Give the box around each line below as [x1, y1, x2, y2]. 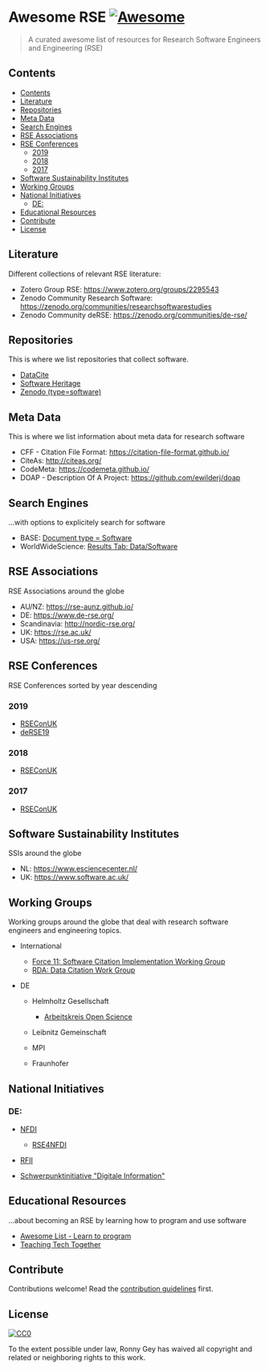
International [19, 941, 62, 951]
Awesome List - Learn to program [19, 1231, 132, 1241]
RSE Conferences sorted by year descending [8, 680, 157, 690]
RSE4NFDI [31, 1140, 67, 1149]
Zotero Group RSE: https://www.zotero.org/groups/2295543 [19, 284, 219, 294]
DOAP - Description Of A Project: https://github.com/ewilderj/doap [19, 473, 241, 483]
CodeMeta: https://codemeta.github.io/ [19, 464, 150, 474]
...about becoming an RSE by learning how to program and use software [8, 1215, 247, 1225]
